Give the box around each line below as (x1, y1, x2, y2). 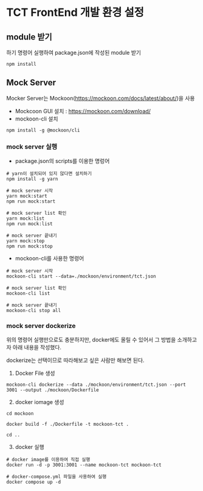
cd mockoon (6, 411, 34, 417)
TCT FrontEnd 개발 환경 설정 (6, 5, 144, 19)
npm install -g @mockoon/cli (6, 127, 80, 133)
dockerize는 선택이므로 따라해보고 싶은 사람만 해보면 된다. (6, 357, 145, 364)
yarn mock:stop (6, 238, 45, 244)
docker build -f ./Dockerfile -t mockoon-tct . (6, 421, 129, 428)
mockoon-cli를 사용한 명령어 (15, 255, 84, 262)
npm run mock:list (6, 221, 53, 227)
